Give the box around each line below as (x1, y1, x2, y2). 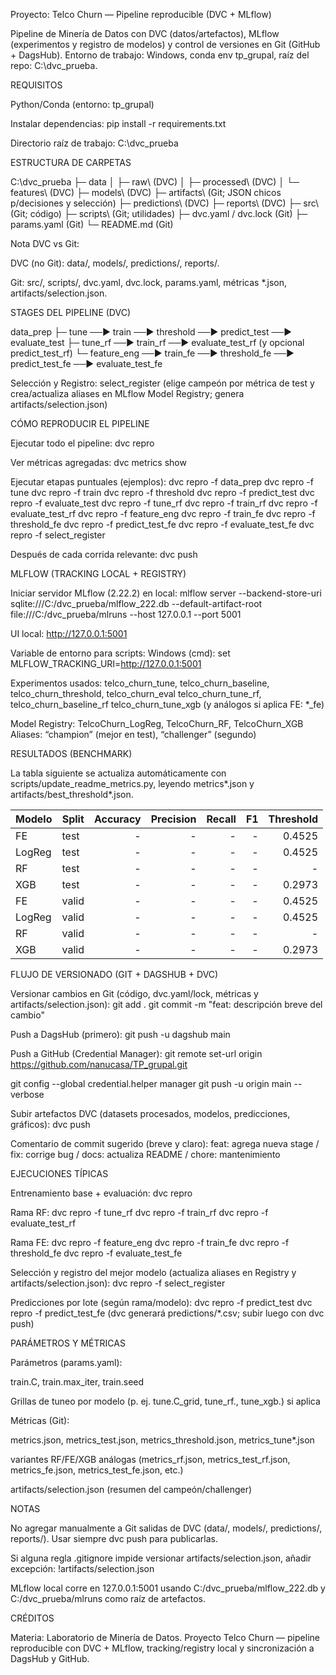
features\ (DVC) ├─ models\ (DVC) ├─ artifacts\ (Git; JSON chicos (10, 187, 282, 198)
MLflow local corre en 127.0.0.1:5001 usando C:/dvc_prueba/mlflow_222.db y (10, 1582, 326, 1594)
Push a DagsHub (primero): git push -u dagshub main (10, 1029, 231, 1040)
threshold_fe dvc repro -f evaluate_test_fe (10, 1247, 183, 1259)
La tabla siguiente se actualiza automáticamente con (10, 767, 227, 779)
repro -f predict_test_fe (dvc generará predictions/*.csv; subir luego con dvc (10, 1307, 325, 1319)
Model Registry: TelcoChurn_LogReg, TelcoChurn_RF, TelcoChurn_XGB (10, 718, 304, 729)
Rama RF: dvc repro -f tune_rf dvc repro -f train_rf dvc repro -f (10, 1207, 269, 1218)
